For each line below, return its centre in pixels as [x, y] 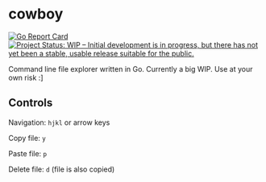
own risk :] [26, 77]
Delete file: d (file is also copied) [62, 169]
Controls [31, 103]
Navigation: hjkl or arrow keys [59, 122]
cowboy [36, 14]
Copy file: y [27, 138]
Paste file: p [28, 153]
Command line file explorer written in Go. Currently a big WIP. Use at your [131, 68]
